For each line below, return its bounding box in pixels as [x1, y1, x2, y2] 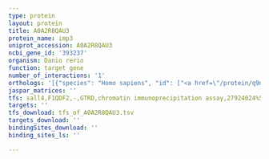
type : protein [8, 11, 56, 20]
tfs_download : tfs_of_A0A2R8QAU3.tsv [8, 109, 134, 117]
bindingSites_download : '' [8, 124, 98, 132]
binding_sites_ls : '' [8, 131, 81, 139]
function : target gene [8, 64, 84, 72]
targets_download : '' [8, 116, 81, 124]
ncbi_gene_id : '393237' [8, 49, 88, 57]
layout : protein [8, 19, 62, 27]
